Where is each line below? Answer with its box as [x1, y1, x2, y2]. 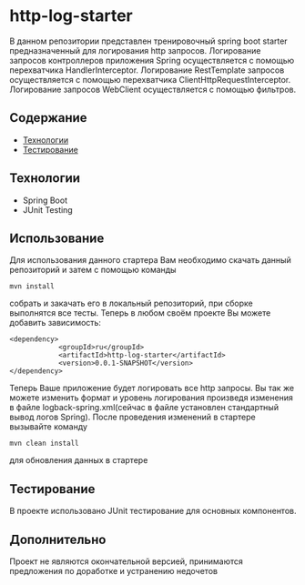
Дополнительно [9, 531, 107, 547]
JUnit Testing [22, 204, 73, 215]
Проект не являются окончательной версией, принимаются [9, 556, 244, 567]
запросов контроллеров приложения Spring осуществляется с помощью [9, 55, 295, 66]
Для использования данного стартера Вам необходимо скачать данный [9, 255, 291, 266]
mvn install [9, 282, 55, 291]
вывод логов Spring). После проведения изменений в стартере [9, 411, 257, 423]
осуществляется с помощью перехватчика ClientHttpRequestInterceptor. [9, 74, 291, 85]
